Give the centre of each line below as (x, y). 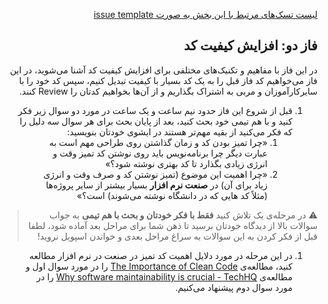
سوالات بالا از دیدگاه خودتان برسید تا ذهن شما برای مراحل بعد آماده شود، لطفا (173, 225)
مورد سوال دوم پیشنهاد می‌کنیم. (234, 287)
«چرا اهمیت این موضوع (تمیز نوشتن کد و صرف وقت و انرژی (155, 174)
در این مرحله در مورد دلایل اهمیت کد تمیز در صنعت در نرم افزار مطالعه (161, 255)
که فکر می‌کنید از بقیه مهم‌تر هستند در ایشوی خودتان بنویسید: (179, 131)
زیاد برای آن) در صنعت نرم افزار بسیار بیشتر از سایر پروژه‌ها (156, 185)
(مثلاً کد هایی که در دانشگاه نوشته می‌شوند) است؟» (172, 195)
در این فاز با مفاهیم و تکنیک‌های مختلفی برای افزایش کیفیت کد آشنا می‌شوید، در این (163, 70)
